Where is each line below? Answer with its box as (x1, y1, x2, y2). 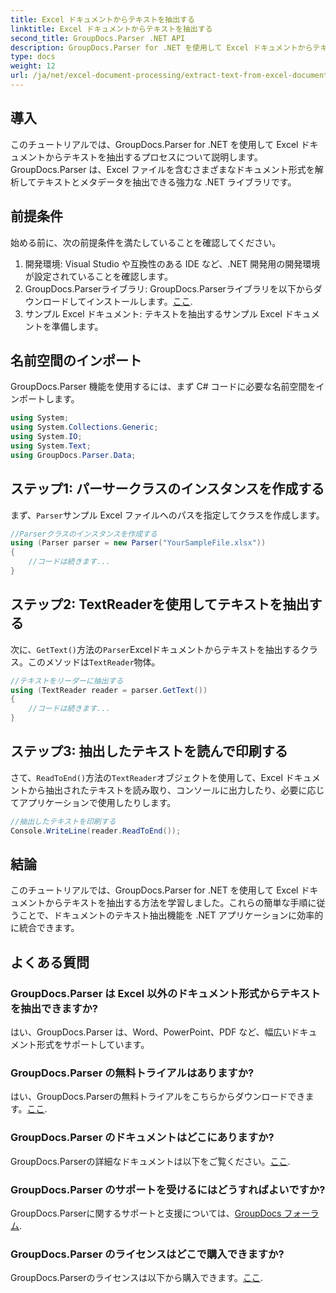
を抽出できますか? (10, 1001, 99, 1015)
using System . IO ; (10, 432, 83, 442)
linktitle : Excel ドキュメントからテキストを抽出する (10, 24, 213, 34)
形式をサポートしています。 (36, 1039, 150, 1051)
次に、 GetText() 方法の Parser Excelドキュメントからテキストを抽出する (10, 643, 301, 655)
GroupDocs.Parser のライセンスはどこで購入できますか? (10, 1247, 285, 1261)
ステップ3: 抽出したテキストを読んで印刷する (10, 743, 288, 760)
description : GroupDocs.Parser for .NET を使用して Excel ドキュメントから (10, 42, 313, 53)
